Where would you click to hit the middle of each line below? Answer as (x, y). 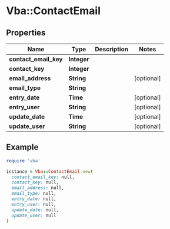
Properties (26, 33)
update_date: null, (35, 210)
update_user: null (34, 215)
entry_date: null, (34, 199)
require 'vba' (24, 161)
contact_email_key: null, (43, 177)
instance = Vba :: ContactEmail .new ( (50, 171)
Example (22, 147)
